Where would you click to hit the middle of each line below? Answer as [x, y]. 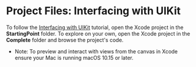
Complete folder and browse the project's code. [65, 40]
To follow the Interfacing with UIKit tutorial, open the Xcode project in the [95, 27]
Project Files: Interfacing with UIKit [94, 11]
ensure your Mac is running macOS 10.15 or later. [74, 58]
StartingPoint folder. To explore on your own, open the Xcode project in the [98, 33]
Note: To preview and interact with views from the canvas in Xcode [96, 51]
